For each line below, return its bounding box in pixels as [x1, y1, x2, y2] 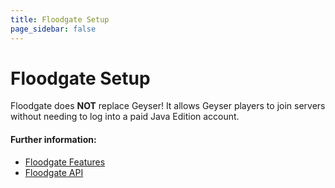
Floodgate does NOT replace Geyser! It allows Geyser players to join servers [10, 100, 326, 112]
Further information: [10, 134, 97, 146]
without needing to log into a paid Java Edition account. [10, 111, 240, 123]
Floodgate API [24, 166, 84, 178]
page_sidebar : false [10, 24, 97, 34]
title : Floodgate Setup [10, 14, 110, 25]
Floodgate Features [24, 156, 106, 168]
